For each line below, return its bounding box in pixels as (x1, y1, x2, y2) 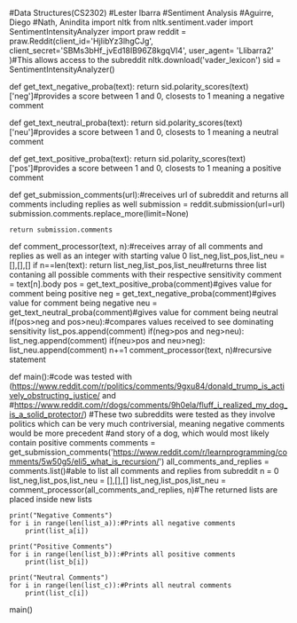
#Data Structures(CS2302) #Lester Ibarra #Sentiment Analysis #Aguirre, (9, 8, 274, 18)
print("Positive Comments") (9, 542, 113, 551)
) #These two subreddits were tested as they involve (83, 409, 276, 420)
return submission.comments (9, 225, 113, 234)
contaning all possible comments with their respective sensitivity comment (9, 270, 282, 280)
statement (9, 354, 46, 365)
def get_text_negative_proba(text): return (9, 82, 160, 91)
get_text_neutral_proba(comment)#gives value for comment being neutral (9, 307, 278, 318)
